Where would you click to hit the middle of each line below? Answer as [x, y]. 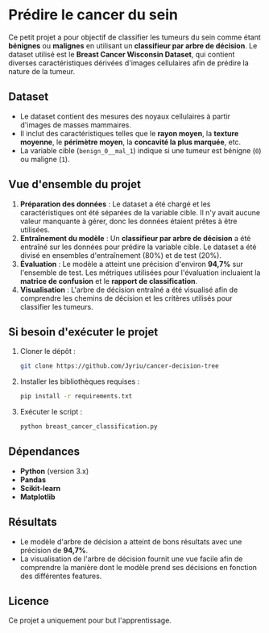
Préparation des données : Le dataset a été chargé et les [115, 204]
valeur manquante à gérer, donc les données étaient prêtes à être [128, 221]
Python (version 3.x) [54, 471]
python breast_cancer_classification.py [89, 427]
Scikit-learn [40, 488]
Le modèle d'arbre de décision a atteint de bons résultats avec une [131, 541]
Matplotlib [37, 497]
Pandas [33, 479]
